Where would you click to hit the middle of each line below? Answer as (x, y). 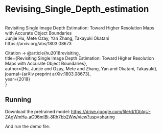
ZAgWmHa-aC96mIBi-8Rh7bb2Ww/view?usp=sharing (60, 117)
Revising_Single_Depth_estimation (77, 9)
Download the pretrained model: (37, 111)
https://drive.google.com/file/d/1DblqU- (111, 111)
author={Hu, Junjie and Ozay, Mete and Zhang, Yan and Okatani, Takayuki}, (81, 68)
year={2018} (18, 79)
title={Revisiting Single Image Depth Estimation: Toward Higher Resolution (80, 58)
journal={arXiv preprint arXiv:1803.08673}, (48, 74)
